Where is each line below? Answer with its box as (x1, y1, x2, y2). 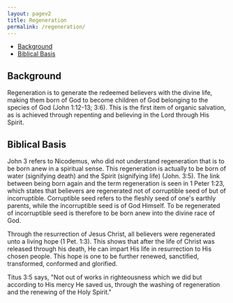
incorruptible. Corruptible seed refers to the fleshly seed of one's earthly (7, 194, 216, 202)
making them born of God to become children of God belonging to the (7, 96, 209, 105)
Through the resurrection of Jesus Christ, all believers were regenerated (7, 230, 216, 238)
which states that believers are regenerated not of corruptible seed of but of (7, 186, 227, 195)
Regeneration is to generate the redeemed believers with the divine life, (7, 89, 213, 97)
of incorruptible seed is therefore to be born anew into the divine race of (7, 209, 216, 217)
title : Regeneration (7, 17, 68, 24)
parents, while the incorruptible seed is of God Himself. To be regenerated (7, 202, 220, 209)
